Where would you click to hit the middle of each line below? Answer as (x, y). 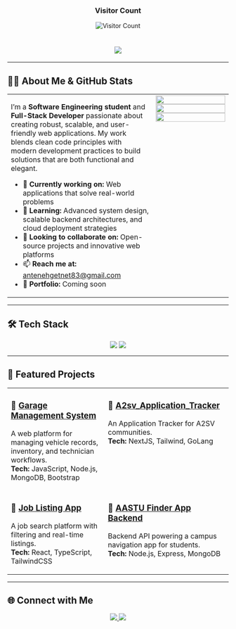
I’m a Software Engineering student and (78, 107)
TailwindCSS (32, 561)
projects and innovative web (94, 246)
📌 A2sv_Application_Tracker (164, 405)
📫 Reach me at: (50, 264)
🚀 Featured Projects (51, 375)
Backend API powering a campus (162, 535)
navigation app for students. (154, 545)
